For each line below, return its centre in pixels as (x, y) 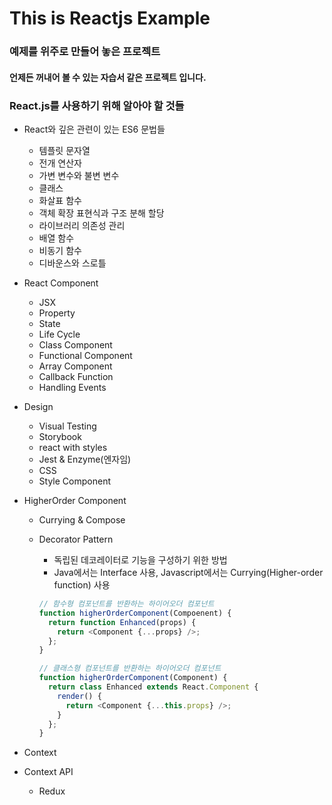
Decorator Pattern (76, 539)
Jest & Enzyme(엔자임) (85, 459)
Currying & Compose (82, 520)
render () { (79, 696)
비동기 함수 (60, 250)
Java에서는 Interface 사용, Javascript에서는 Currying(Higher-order (188, 572)
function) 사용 (82, 585)
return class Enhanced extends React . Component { (153, 687)
